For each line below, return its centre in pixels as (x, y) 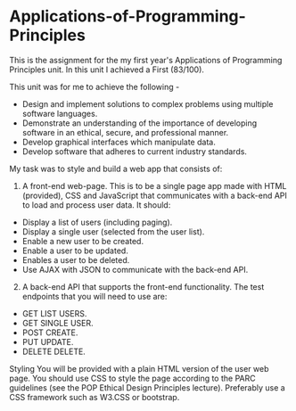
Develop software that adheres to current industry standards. (135, 151)
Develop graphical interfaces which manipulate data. (119, 142)
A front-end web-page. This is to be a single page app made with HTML (154, 185)
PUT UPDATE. (48, 341)
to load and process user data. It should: (96, 205)
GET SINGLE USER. (58, 323)
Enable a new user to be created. (83, 241)
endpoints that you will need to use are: (95, 296)
